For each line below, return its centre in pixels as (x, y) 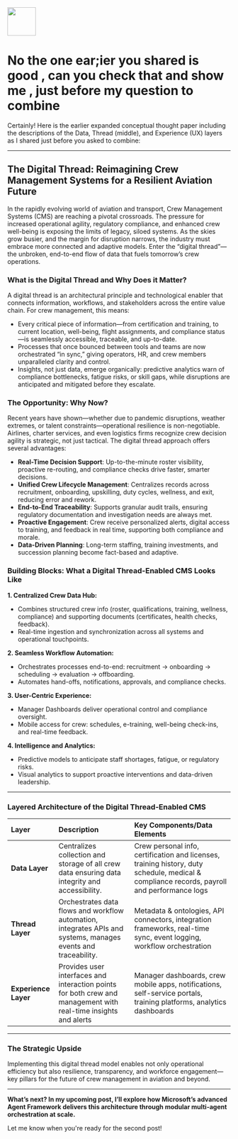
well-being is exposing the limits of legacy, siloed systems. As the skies (112, 231)
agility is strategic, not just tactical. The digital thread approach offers (109, 441)
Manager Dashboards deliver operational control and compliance (112, 709)
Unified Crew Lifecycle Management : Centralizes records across (113, 484)
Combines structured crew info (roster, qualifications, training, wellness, (123, 609)
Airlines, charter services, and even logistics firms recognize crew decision (117, 433)
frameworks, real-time (172, 928)
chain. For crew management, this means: (68, 311)
